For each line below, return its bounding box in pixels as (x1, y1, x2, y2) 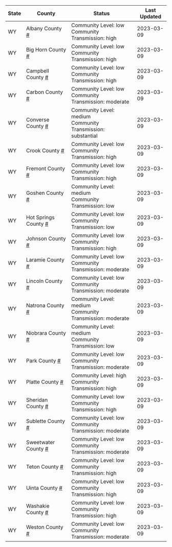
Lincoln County (26, 278, 63, 284)
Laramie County (26, 257, 65, 263)
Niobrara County (26, 330, 67, 336)
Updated (140, 13, 161, 20)
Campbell (26, 67, 50, 74)
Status (93, 10, 110, 17)
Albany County (26, 25, 62, 32)
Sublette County (26, 417, 66, 425)
